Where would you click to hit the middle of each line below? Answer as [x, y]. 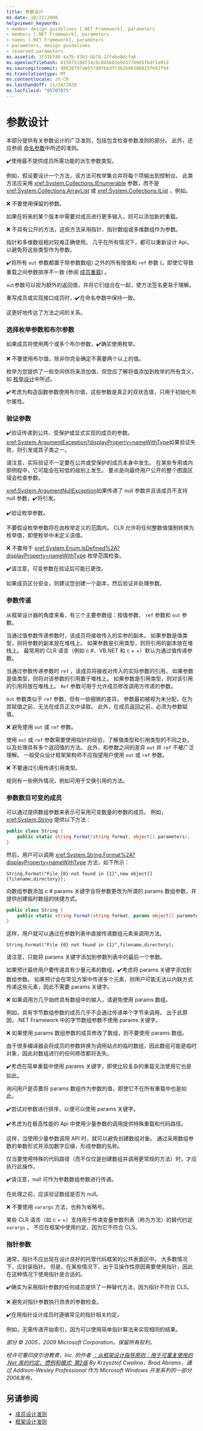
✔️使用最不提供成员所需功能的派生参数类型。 [62, 160]
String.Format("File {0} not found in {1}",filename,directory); [90, 945]
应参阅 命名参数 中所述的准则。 [44, 148]
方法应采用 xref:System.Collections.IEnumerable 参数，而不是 [83, 183]
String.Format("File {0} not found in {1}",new [67, 874]
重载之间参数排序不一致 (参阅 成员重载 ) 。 [58, 272]
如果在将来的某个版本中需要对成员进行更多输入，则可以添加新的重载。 [94, 216]
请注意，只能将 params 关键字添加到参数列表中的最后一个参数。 [86, 957]
